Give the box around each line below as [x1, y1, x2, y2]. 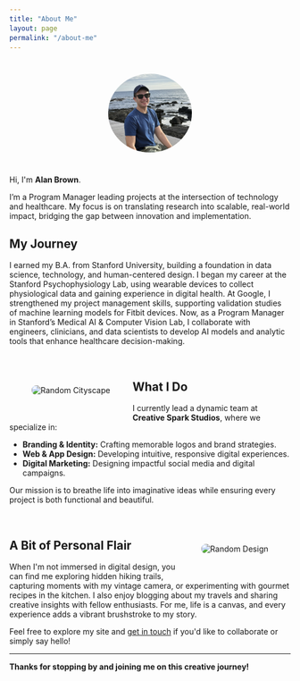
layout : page [9, 23, 58, 33]
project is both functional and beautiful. [9, 494, 154, 505]
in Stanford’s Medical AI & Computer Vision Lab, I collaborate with [9, 317, 251, 328]
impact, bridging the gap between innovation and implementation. [9, 210, 252, 221]
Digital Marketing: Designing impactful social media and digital [21, 458, 255, 469]
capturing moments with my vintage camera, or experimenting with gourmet [9, 581, 290, 592]
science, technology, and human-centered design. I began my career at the [9, 269, 287, 281]
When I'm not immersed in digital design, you [9, 561, 176, 572]
